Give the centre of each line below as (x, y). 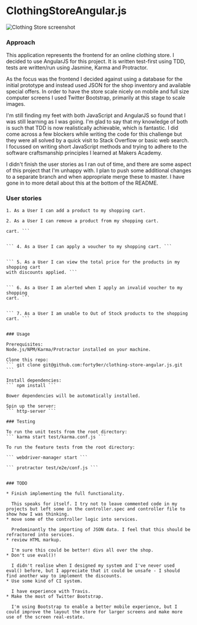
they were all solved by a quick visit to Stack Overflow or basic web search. (98, 141)
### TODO (17, 483)
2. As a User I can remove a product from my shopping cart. (83, 221)
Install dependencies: (34, 380)
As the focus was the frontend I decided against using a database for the (94, 79)
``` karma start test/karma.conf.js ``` (56, 437)
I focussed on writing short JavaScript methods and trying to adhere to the (96, 147)
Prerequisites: (25, 344)
